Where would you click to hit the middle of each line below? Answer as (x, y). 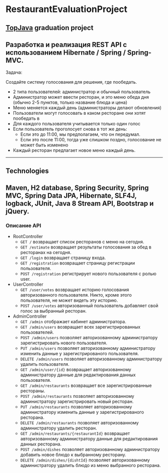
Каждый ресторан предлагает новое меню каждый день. (74, 150)
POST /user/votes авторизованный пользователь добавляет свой (89, 306)
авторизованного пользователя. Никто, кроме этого (76, 295)
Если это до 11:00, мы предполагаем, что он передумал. (80, 134)
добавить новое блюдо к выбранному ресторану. (73, 455)
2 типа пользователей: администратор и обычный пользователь (82, 92)
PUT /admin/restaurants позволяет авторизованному (76, 407)
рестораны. (33, 391)
